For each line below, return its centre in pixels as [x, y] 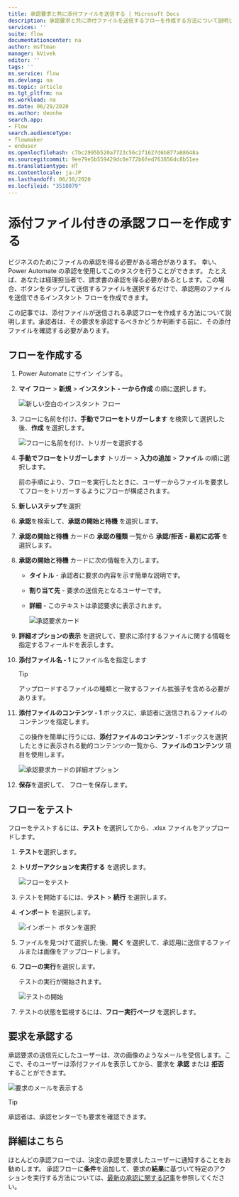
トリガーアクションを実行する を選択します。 [84, 867]
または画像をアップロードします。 [74, 951]
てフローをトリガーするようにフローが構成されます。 [96, 491]
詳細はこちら [36, 1141]
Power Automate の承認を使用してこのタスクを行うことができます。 [107, 271]
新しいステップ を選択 [49, 506]
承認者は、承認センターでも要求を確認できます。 [79, 1117]
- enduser [23, 147]
